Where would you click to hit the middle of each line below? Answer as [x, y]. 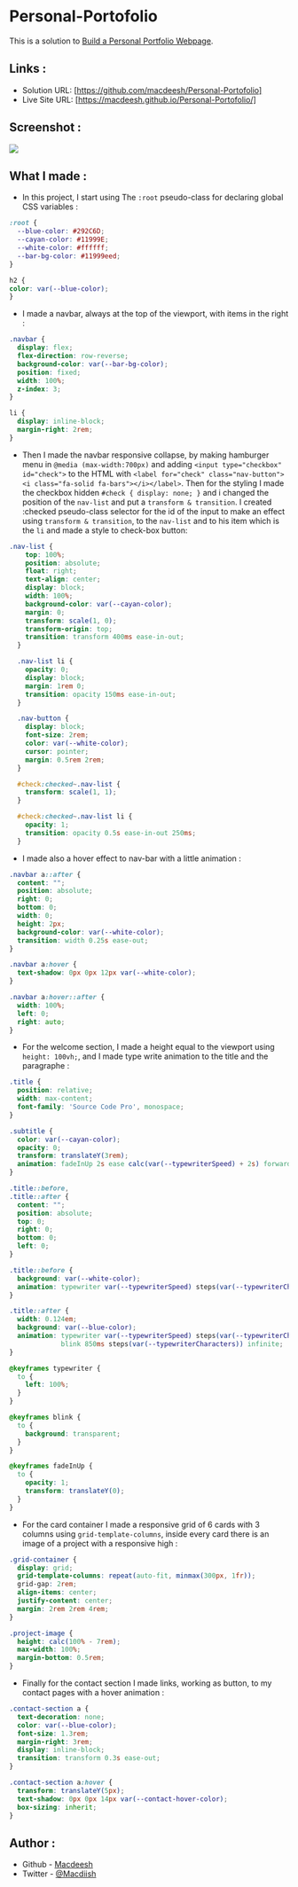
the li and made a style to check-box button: [105, 530]
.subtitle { [31, 1131]
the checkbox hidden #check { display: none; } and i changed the [145, 492]
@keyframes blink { [45, 1417]
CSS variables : [50, 207]
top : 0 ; [31, 1221]
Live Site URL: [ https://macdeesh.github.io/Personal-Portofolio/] [139, 99]
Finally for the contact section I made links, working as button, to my [147, 1683]
